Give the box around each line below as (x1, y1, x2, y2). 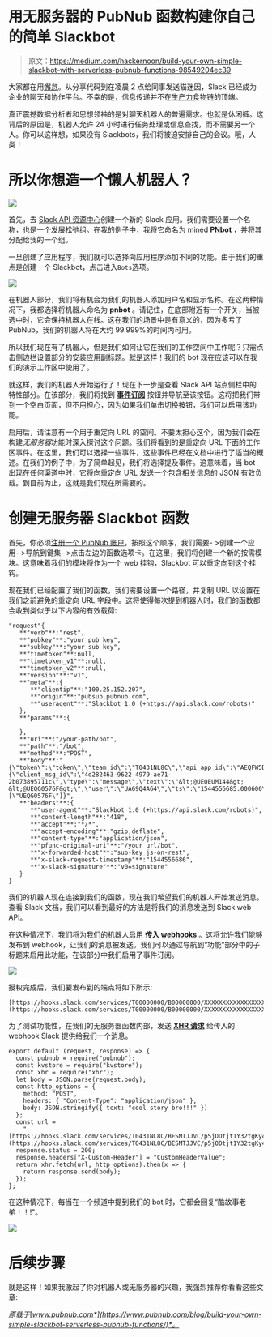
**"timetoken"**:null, (19, 650, 96, 658)
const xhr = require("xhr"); (15, 1068, 114, 1076)
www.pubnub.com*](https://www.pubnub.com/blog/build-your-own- (32, 1309, 262, 1319)
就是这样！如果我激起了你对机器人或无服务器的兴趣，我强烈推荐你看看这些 (8, 1282, 257, 1292)
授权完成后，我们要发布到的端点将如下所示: (8, 982, 153, 992)
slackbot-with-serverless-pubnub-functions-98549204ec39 (28, 65, 232, 75)
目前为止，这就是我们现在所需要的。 (29, 477, 151, 487)
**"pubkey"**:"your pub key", (19, 635, 121, 644)
